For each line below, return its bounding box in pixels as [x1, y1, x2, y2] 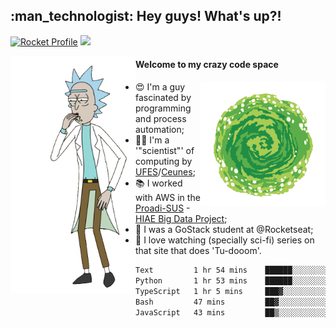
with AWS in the [135, 192, 201, 204]
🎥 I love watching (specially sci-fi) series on [135, 234, 315, 246]
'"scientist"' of [135, 145, 195, 157]
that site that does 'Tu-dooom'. [135, 245, 262, 257]
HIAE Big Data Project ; [135, 213, 228, 225]
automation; [135, 124, 185, 136]
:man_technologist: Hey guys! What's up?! [10, 8, 282, 25]
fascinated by [135, 92, 192, 104]
